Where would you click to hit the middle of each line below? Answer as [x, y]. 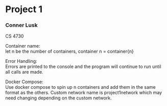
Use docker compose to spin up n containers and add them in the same [80, 87]
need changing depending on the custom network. [59, 98]
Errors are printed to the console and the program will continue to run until [83, 66]
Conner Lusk [21, 25]
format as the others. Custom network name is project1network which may [84, 93]
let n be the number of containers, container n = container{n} [69, 51]
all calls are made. [24, 72]
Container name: [23, 46]
